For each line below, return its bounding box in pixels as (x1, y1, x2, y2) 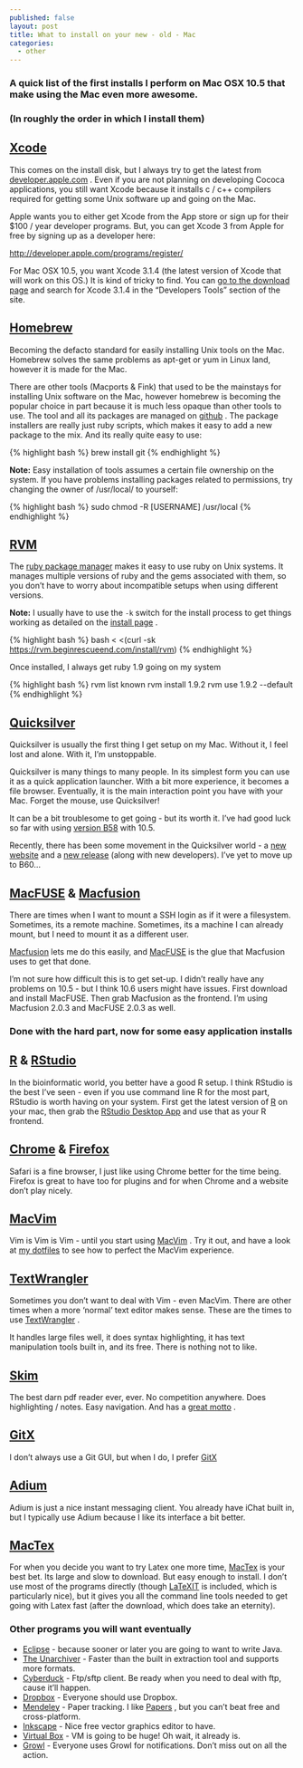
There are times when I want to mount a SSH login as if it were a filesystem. (9, 909, 291, 920)
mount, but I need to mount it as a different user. (9, 929, 190, 940)
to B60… (9, 860, 42, 870)
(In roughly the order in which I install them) (9, 112, 205, 125)
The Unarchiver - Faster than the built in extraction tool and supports (22, 1653, 279, 1664)
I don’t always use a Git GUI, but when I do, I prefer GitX (9, 1451, 217, 1463)
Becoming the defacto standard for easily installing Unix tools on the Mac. (9, 344, 285, 355)
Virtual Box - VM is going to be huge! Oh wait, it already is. (22, 1730, 241, 1741)
